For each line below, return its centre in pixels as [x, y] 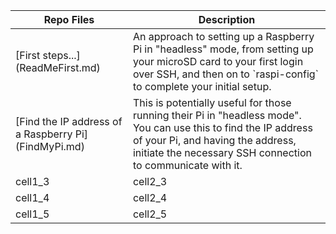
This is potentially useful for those [212, 102]
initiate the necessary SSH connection [222, 152]
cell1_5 [32, 214]
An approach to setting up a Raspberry [223, 36]
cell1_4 [32, 197]
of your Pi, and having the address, [214, 140]
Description [227, 19]
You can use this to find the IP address [222, 127]
